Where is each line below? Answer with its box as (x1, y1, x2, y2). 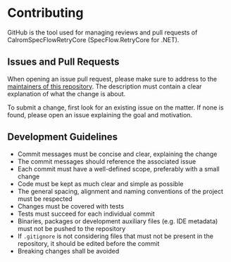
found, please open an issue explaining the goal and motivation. (7, 110, 192, 119)
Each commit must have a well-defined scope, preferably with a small (17, 164, 220, 173)
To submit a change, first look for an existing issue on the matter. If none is (7, 103, 224, 112)
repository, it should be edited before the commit (17, 239, 160, 247)
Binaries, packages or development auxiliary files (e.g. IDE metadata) (17, 216, 218, 225)
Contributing (7, 5, 84, 21)
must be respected (17, 195, 73, 203)
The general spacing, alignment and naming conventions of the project (17, 187, 224, 195)
